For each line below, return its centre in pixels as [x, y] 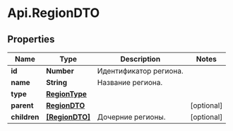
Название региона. [130, 82]
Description [140, 59]
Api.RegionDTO [54, 13]
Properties [31, 39]
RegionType [66, 94]
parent [22, 106]
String [56, 82]
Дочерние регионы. [131, 117]
